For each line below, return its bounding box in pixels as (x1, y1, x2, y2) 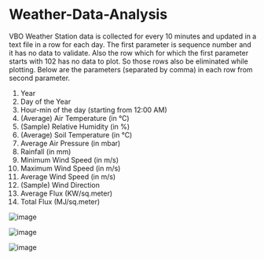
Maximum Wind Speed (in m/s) (20, 163, 121, 173)
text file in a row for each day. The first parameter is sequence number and (9, 39, 252, 49)
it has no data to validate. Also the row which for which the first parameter (9, 48, 249, 57)
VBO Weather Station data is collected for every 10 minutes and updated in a (9, 31, 257, 41)
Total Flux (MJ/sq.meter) (20, 196, 101, 206)
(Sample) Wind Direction (20, 180, 101, 189)
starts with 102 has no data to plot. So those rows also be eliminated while (9, 57, 248, 66)
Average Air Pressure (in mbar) (20, 138, 121, 148)
